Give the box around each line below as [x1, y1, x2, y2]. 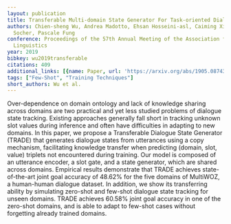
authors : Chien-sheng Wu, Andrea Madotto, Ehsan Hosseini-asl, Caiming [7, 23, 217, 30]
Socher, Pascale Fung [13, 29, 76, 37]
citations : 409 [7, 61, 51, 68]
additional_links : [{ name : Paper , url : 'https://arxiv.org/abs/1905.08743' [7, 68, 229, 74]
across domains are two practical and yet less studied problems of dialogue [7, 107, 222, 115]
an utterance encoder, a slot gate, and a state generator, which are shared [7, 158, 217, 166]
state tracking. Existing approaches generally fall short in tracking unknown [7, 114, 221, 123]
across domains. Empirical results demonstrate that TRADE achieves [7, 165, 201, 174]
